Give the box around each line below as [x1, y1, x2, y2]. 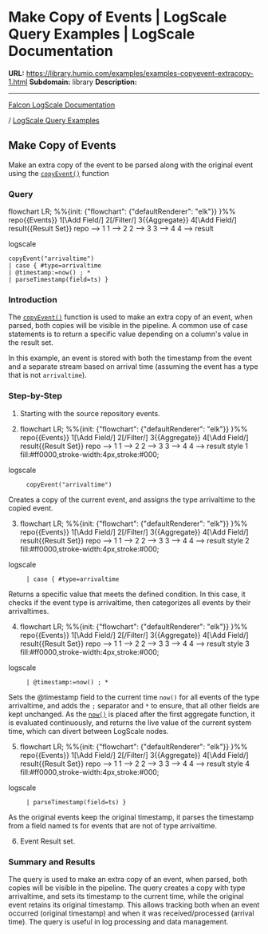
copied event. [8, 503, 53, 512]
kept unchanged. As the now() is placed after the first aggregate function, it [8, 709, 255, 719]
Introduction [8, 294, 57, 305]
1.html [8, 77, 28, 86]
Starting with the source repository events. [19, 408, 161, 418]
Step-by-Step [8, 391, 62, 402]
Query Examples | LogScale [8, 25, 195, 43]
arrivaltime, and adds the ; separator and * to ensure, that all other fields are [8, 700, 260, 710]
